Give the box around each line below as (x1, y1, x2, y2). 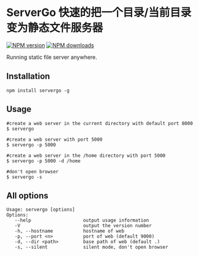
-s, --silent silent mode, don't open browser (14, 244, 168, 250)
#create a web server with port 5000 (6, 136, 103, 143)
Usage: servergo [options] (6, 206, 75, 213)
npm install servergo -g (6, 87, 70, 94)
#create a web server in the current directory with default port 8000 (6, 120, 193, 126)
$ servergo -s (6, 174, 43, 180)
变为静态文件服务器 (6, 21, 103, 35)
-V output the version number (14, 223, 152, 229)
